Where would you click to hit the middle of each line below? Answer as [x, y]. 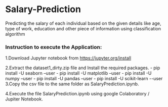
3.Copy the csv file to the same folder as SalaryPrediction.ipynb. [72, 84]
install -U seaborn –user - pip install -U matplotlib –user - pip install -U [78, 73]
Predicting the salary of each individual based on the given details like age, [83, 23]
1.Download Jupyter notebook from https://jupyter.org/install [68, 58]
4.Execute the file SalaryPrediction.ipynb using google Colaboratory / [77, 94]
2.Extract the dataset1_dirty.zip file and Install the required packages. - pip [83, 68]
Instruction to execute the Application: [54, 47]
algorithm [15, 34]
